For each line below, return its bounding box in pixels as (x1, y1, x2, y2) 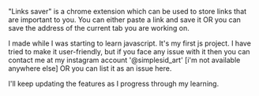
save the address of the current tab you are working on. (8, 24, 190, 32)
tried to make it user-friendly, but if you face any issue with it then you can (8, 47, 250, 56)
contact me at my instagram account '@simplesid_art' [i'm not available (8, 55, 241, 65)
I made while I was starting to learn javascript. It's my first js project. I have (8, 39, 251, 48)
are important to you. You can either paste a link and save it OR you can (8, 15, 241, 24)
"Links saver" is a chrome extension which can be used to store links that (8, 7, 247, 16)
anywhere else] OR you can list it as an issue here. (8, 64, 172, 73)
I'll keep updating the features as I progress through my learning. (8, 79, 220, 88)
